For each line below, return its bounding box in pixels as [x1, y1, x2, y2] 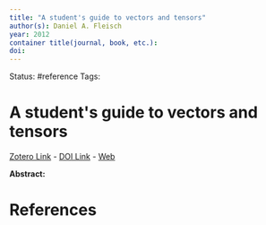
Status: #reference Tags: [9, 71, 101, 82]
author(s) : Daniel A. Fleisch [9, 22, 123, 30]
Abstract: [9, 169, 46, 179]
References [9, 200, 97, 221]
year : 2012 [9, 30, 50, 39]
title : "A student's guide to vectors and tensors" [9, 13, 206, 22]
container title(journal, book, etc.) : [9, 38, 159, 48]
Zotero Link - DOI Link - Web [9, 151, 116, 162]
